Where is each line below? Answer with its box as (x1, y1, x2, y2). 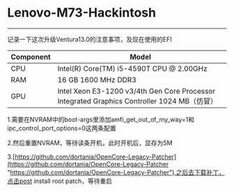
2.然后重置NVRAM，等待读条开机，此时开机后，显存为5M (7, 139, 173, 147)
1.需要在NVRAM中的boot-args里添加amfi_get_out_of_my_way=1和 (7, 115, 195, 123)
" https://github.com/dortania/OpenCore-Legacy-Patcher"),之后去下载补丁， (7, 168, 225, 176)
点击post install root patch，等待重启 (7, 177, 113, 185)
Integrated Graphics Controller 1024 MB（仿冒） (57, 96, 218, 105)
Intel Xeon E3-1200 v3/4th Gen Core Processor (57, 86, 216, 96)
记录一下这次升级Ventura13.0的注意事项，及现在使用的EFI (7, 35, 172, 43)
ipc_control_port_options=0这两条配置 (7, 123, 116, 132)
